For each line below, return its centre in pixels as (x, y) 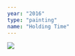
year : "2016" (26, 13)
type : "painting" (32, 20)
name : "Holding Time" (39, 26)
